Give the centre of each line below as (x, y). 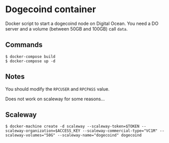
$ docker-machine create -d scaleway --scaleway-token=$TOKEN (72, 126)
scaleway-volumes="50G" (30, 135)
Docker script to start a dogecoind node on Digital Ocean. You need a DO (82, 23)
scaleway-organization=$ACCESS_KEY (43, 131)
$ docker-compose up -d (30, 61)
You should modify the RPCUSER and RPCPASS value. (58, 89)
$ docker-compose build (30, 56)
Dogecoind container (51, 9)
